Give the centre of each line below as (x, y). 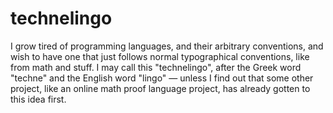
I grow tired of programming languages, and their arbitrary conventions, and (167, 46)
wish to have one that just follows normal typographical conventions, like (160, 56)
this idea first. (38, 99)
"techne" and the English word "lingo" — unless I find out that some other (162, 78)
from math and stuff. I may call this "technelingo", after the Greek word (156, 67)
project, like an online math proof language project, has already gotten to (160, 88)
